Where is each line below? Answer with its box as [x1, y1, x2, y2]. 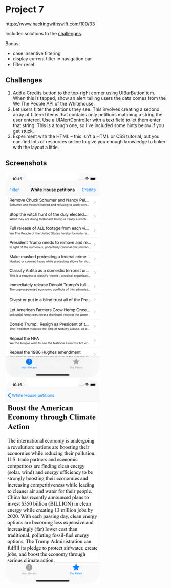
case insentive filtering [12, 50, 61, 56]
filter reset [12, 61, 35, 67]
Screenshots [5, 159, 47, 167]
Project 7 [5, 4, 44, 15]
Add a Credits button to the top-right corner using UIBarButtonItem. [12, 90, 155, 96]
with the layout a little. [12, 144, 59, 150]
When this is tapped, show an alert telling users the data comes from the [12, 95, 166, 101]
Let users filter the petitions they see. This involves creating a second [12, 106, 160, 112]
